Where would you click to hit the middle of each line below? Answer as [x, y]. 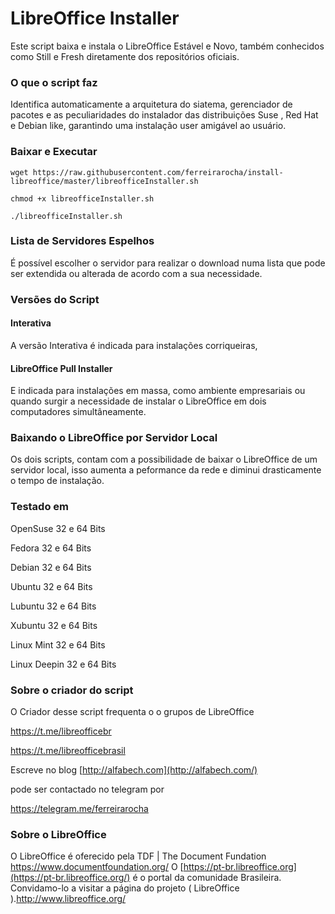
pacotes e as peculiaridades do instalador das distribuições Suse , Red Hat [164, 115]
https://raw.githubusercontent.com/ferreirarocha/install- [158, 172]
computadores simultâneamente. [78, 412]
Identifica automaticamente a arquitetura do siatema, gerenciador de [151, 104]
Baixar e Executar [54, 152]
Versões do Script [55, 299]
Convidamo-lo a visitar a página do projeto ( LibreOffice [125, 888]
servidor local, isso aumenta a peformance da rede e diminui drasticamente [166, 470]
